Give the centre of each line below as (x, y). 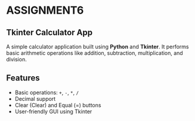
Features (23, 78)
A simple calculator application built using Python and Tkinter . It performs (97, 46)
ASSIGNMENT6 (45, 10)
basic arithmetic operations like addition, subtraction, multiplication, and (95, 53)
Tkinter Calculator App (49, 32)
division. (16, 59)
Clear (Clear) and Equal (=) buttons (58, 105)
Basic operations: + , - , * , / (47, 92)
